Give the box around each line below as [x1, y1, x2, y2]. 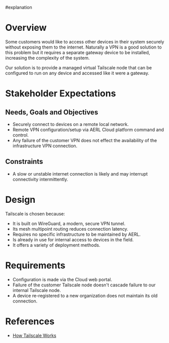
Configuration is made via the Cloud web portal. [12, 276, 112, 282]
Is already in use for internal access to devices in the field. [12, 236, 134, 242]
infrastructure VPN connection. [12, 143, 78, 149]
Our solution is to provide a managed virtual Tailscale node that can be [5, 64, 152, 70]
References [5, 316, 54, 327]
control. [12, 132, 29, 138]
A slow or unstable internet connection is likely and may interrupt [12, 170, 148, 177]
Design [5, 194, 36, 205]
